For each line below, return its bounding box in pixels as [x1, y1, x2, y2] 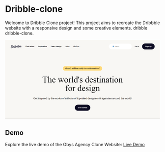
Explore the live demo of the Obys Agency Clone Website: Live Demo [5, 142, 145, 148]
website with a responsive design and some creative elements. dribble [5, 25, 148, 30]
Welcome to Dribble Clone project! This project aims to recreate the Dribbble [5, 20, 160, 26]
